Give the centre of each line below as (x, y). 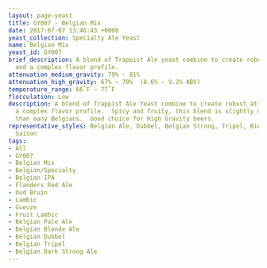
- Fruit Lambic (33, 215)
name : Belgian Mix (39, 45)
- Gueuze (23, 207)
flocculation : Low (39, 97)
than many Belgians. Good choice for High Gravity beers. (115, 119)
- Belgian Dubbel (37, 237)
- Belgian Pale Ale (41, 222)
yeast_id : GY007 (35, 52)
